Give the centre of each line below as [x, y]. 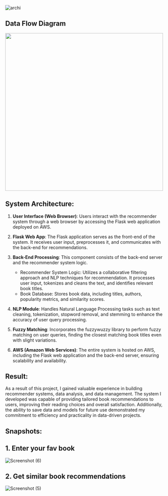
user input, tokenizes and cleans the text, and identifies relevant [87, 283]
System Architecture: [40, 204]
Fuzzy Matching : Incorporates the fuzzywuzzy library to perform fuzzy [87, 329]
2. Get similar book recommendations [66, 477]
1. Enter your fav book [40, 448]
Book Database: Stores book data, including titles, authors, [81, 294]
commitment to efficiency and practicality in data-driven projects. [73, 415]
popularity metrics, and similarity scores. [62, 299]
